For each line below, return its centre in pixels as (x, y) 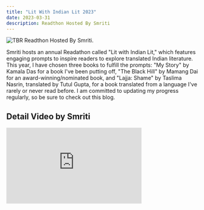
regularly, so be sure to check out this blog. (61, 97)
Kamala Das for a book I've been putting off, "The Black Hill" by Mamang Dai (102, 72)
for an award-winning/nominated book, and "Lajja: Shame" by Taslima (94, 78)
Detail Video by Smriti (48, 116)
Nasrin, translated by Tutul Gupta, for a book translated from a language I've (102, 84)
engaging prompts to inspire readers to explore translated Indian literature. (100, 59)
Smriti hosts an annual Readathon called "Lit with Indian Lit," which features (101, 52)
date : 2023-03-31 (28, 18)
